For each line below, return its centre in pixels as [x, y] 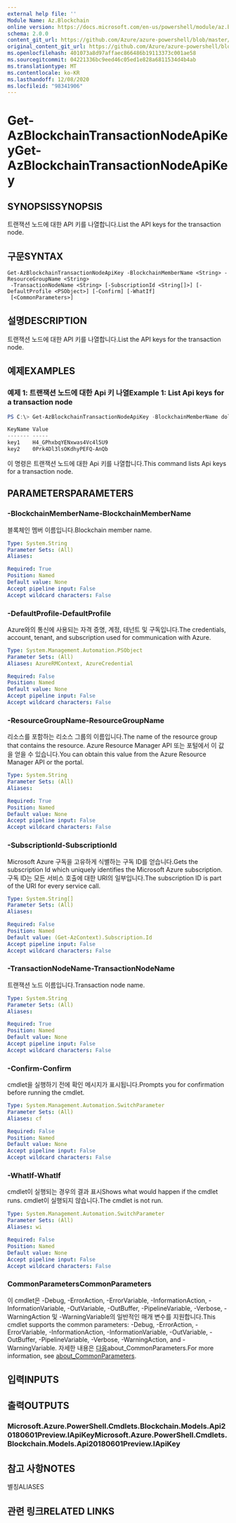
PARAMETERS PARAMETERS [71, 494]
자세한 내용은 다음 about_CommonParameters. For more [136, 1348]
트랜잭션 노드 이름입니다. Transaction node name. [76, 985]
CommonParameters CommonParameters [80, 1284]
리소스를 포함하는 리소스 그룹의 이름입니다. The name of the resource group [112, 736]
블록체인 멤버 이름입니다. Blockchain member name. [80, 530]
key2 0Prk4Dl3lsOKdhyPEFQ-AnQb [58, 449]
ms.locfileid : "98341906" [45, 86]
